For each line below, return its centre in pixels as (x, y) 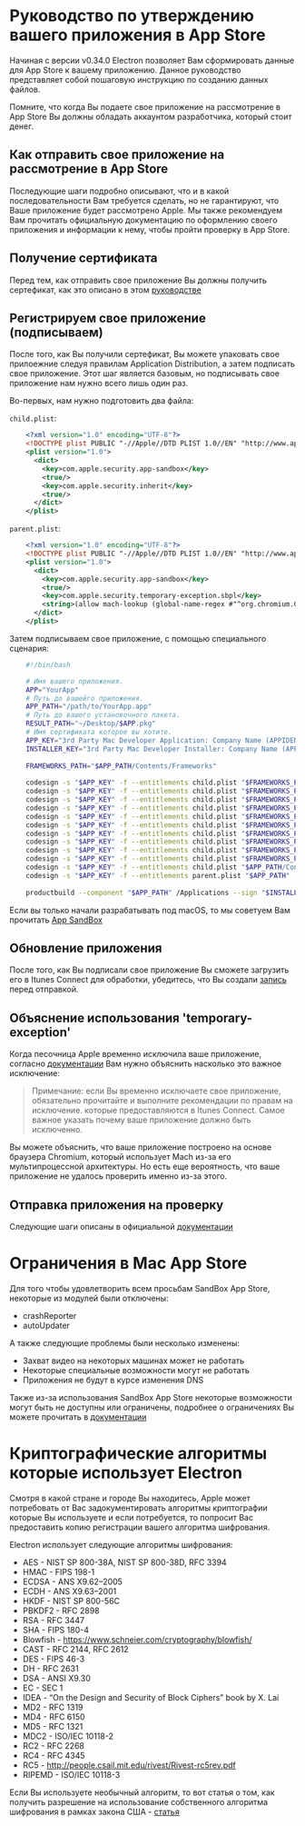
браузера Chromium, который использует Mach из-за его (120, 1157)
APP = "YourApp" (52, 690)
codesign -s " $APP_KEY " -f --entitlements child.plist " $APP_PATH (154, 867)
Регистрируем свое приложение (108, 318)
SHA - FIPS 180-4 (55, 1630)
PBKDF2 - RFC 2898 (61, 1611)
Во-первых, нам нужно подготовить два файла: (102, 401)
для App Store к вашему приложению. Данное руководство (125, 70)
